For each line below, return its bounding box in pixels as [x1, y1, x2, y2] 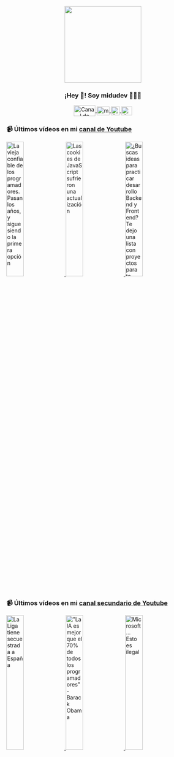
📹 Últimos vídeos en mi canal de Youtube [6, 125, 132, 134]
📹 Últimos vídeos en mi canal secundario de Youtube [6, 598, 168, 607]
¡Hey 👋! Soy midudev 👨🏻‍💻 [64, 91, 142, 99]
